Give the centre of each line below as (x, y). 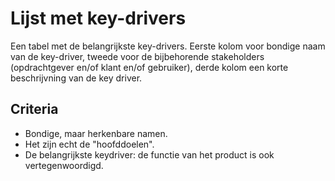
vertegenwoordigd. (64, 165)
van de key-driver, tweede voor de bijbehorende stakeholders (137, 56)
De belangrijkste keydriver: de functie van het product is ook (149, 154)
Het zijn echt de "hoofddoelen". (89, 144)
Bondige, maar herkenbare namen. (96, 133)
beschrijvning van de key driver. (76, 78)
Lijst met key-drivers (98, 18)
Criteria (34, 109)
